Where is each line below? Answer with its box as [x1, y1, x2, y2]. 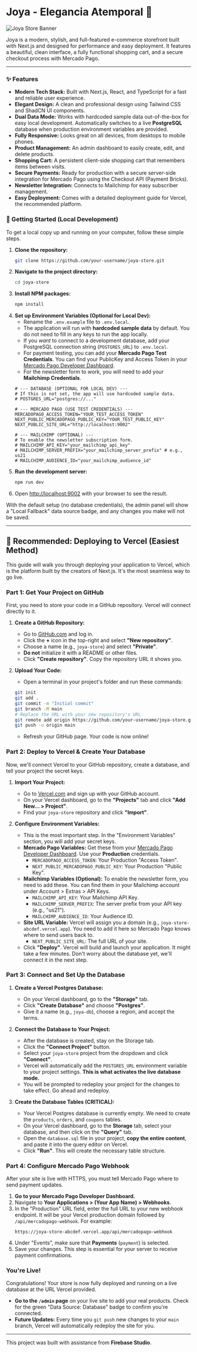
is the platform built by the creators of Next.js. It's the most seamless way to [6, 567, 191, 574]
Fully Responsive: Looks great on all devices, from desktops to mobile [14, 132, 186, 139]
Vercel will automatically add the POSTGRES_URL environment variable [23, 1062, 188, 1069]
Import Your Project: [14, 778, 66, 785]
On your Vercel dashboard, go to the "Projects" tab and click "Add [23, 796, 186, 803]
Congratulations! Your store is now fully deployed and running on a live [6, 1280, 177, 1287]
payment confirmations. [14, 1252, 73, 1259]
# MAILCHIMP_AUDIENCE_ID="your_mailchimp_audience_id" [14, 458, 152, 464]
